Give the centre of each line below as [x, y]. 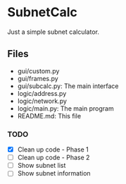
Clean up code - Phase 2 [53, 158]
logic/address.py [42, 93]
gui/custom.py [38, 70]
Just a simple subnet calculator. [53, 32]
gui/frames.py [38, 78]
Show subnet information [54, 173]
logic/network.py [42, 101]
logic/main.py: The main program [65, 108]
